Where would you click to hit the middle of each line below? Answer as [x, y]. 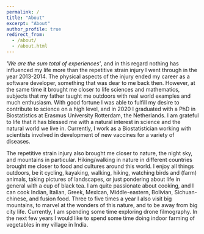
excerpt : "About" [28, 23]
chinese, [17, 199]
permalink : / [23, 12]
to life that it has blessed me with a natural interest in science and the [93, 122]
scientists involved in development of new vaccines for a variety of [90, 134]
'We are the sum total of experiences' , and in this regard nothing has [93, 63]
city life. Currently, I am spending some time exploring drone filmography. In [102, 211]
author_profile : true [34, 29]
